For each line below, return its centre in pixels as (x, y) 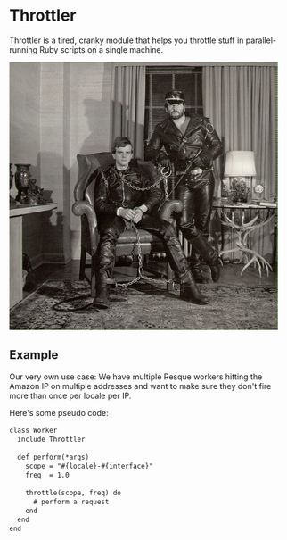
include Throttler (52, 439)
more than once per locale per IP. (70, 395)
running (24, 49)
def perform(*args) (53, 457)
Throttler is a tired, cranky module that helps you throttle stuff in (127, 40)
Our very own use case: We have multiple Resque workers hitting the (136, 377)
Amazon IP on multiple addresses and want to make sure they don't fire (140, 386)
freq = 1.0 (47, 475)
